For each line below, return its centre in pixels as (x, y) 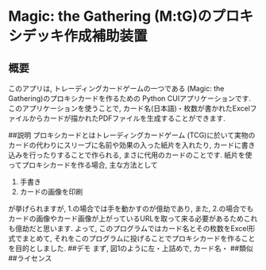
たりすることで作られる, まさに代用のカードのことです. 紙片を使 (147, 155)
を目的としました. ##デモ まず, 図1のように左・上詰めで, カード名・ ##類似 (131, 248)
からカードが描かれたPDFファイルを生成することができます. (127, 118)
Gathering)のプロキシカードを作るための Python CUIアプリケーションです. (130, 98)
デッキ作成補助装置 (85, 36)
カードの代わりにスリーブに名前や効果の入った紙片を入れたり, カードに (125, 145)
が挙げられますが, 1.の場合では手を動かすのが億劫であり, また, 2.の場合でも (131, 208)
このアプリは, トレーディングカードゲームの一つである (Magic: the (116, 89)
